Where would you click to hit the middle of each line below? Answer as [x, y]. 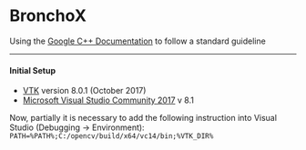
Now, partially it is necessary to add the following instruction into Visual [143, 118]
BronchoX [48, 16]
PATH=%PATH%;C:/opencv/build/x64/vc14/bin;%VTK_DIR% [112, 136]
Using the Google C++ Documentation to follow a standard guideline [138, 41]
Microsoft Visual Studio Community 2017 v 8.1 [108, 100]
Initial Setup [33, 70]
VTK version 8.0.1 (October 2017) [84, 91]
